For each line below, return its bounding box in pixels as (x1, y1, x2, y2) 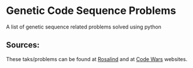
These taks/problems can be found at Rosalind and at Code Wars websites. (6, 55, 188, 62)
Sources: (6, 40, 40, 50)
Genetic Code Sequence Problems (6, 4, 177, 17)
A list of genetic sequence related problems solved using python (6, 23, 162, 30)
